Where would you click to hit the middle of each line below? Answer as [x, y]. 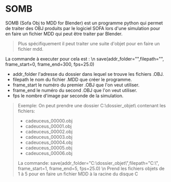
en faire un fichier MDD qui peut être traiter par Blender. [64, 34]
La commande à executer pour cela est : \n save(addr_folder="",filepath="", [85, 58]
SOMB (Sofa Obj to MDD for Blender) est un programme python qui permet [84, 23]
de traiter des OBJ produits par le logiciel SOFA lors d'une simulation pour [83, 28]
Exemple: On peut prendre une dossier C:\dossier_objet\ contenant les [92, 105]
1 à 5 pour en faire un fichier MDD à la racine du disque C [78, 174]
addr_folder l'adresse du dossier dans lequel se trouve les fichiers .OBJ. [88, 74]
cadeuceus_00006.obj [49, 153]
